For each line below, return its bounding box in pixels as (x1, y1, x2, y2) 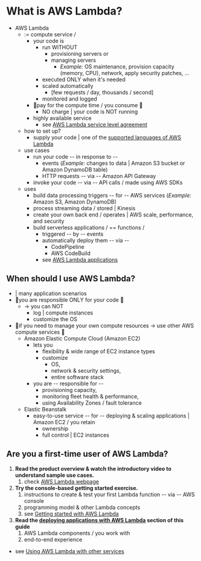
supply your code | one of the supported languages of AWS (33, 133, 182, 141)
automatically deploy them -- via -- (42, 236, 130, 244)
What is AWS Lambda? (6, 4, 123, 18)
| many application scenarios (14, 290, 88, 297)
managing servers (51, 56, 97, 64)
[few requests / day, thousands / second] (51, 88, 154, 96)
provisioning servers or (51, 50, 109, 57)
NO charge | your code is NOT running (42, 108, 138, 115)
